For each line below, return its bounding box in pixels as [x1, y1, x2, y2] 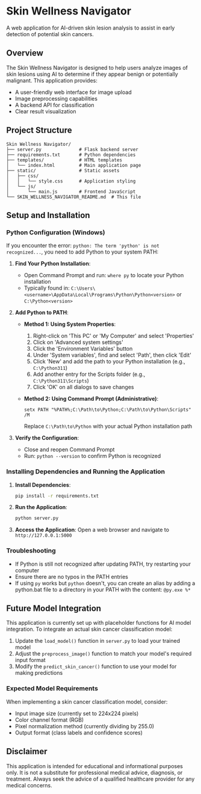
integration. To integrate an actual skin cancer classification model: [6, 625, 173, 633]
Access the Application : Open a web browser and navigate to [14, 526, 170, 534]
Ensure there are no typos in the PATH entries [14, 573, 128, 580]
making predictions [14, 669, 63, 677]
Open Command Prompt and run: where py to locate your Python [23, 272, 184, 279]
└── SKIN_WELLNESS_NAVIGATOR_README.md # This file [6, 194, 141, 200]
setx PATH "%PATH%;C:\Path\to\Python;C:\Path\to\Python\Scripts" [23, 407, 191, 413]
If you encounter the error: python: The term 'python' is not [6, 242, 159, 249]
